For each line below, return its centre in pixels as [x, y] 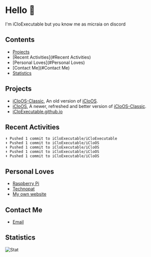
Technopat [23, 189]
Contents [20, 40]
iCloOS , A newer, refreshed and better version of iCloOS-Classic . [79, 106]
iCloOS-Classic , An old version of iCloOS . [55, 101]
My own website [29, 194]
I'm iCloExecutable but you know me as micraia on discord [65, 24]
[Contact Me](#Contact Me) [41, 67]
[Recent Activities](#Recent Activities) [51, 57]
